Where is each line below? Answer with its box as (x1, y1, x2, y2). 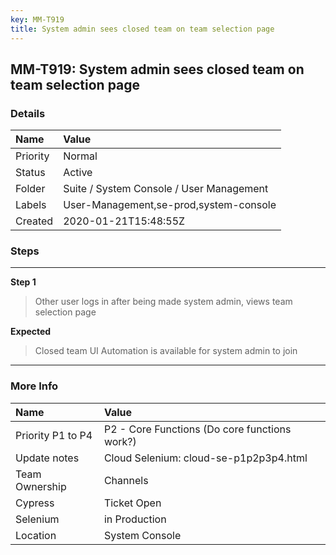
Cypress (15, 496, 55, 510)
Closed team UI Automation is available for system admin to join (34, 345, 298, 357)
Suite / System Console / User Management (63, 182, 269, 196)
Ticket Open (103, 496, 162, 510)
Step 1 (10, 276, 37, 288)
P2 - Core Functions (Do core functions (103, 422, 292, 436)
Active (63, 166, 93, 180)
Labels (15, 198, 47, 212)
